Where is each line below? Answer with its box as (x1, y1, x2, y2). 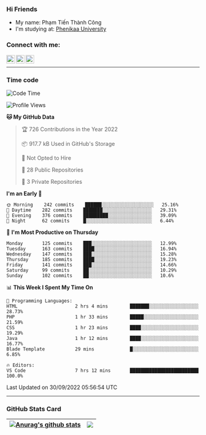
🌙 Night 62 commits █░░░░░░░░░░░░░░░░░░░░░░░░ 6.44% (6, 217, 174, 224)
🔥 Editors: (6, 362, 35, 368)
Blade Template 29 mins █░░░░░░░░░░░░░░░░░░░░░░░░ (6, 346, 199, 352)
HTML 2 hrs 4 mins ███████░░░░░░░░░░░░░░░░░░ (6, 303, 199, 309)
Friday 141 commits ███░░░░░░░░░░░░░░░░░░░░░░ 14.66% (6, 262, 177, 268)
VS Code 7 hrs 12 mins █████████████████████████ (6, 367, 199, 374)
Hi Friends (6, 5, 38, 13)
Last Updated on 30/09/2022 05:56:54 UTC (6, 384, 118, 391)
